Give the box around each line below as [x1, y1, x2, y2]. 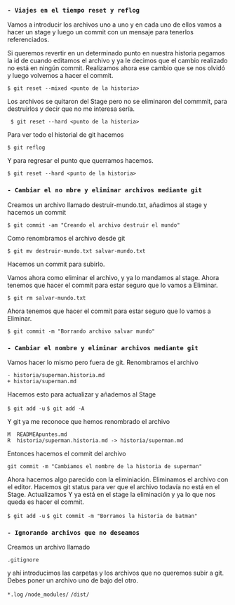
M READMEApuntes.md [7, 431, 68, 438]
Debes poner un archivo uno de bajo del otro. [7, 576, 139, 585]
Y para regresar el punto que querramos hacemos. [7, 157, 154, 165]
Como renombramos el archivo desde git [7, 234, 126, 242]
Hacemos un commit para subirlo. [7, 260, 105, 268]
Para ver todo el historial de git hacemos [7, 131, 124, 139]
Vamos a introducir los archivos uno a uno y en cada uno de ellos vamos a [7, 20, 222, 29]
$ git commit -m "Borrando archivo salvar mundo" [7, 328, 156, 335]
